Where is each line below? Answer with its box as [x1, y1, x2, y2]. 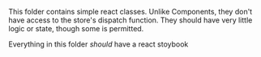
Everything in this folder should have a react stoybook [8, 39, 189, 49]
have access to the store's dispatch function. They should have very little [8, 15, 253, 25]
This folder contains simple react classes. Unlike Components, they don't [8, 7, 253, 16]
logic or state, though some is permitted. [8, 24, 144, 33]
